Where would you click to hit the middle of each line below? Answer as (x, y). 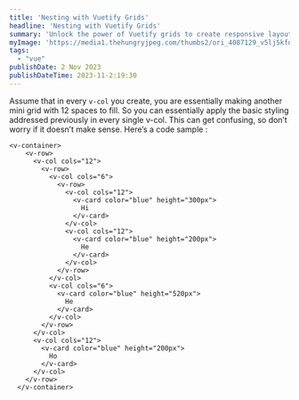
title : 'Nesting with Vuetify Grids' (79, 17)
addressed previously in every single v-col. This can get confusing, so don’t (148, 119)
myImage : (25, 42)
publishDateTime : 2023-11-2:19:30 (73, 76)
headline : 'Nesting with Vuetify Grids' (85, 26)
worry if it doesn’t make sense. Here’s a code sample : (109, 129)
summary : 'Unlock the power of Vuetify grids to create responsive (137, 34)
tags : (19, 51)
